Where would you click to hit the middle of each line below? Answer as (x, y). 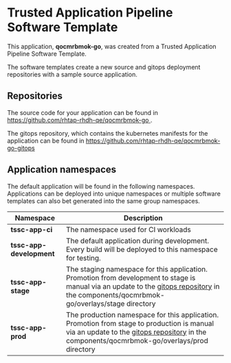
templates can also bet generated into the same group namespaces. (104, 200)
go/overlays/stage (95, 303)
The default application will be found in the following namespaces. (101, 186)
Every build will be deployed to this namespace (142, 249)
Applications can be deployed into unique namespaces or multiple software (114, 194)
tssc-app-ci (32, 229)
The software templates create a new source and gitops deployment (104, 67)
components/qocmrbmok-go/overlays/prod (137, 340)
